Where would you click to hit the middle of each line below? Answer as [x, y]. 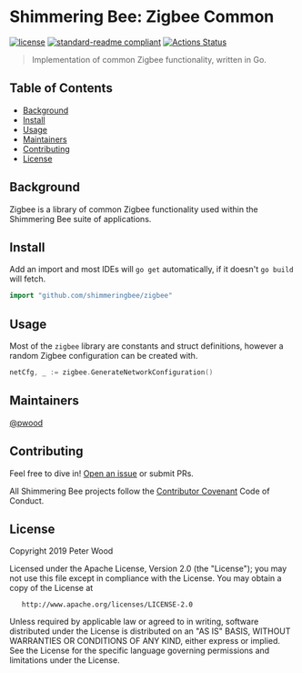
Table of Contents [61, 88]
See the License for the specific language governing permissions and [140, 651]
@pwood [26, 423]
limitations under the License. [65, 660]
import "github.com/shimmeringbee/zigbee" [91, 296]
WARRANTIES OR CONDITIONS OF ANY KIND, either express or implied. [145, 641]
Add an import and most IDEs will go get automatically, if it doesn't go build [151, 270]
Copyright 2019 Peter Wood [61, 551]
